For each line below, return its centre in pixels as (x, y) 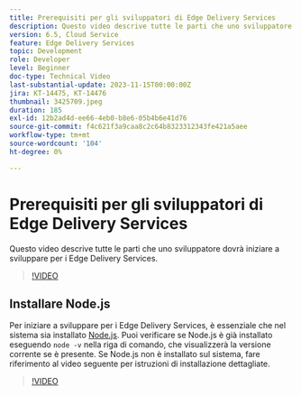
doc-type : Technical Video (60, 77)
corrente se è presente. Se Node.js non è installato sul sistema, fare (135, 354)
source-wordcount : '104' (56, 143)
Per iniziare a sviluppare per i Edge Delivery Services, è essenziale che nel (148, 326)
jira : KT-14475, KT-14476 (58, 93)
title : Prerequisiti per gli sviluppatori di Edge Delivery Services (143, 18)
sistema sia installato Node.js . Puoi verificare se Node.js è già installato (141, 335)
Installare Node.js (60, 303)
